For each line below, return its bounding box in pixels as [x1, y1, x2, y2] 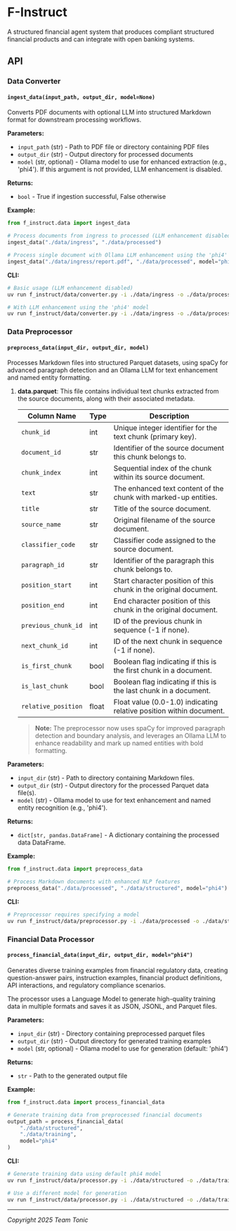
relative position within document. [113, 706, 225, 716]
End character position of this [113, 596, 211, 606]
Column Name [27, 411, 77, 421]
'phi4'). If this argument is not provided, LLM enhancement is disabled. [17, 165, 223, 174]
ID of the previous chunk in [113, 617, 202, 626]
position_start [20, 581, 72, 589]
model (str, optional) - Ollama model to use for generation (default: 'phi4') [17, 1044, 228, 1052]
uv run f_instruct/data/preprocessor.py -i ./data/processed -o [7, 917, 199, 924]
